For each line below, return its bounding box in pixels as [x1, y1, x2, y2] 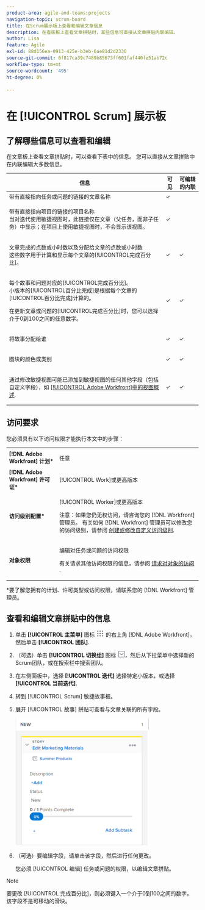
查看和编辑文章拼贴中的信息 [6, 614, 111, 624]
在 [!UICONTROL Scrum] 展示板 [6, 110, 167, 123]
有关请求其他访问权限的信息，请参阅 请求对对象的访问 [59, 560, 195, 567]
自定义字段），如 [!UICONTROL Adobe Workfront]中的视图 [9, 383, 154, 390]
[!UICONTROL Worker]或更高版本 [59, 498, 143, 506]
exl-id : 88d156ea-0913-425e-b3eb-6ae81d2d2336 [6, 49, 127, 55]
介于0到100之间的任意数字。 [9, 315, 82, 322]
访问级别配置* [9, 512, 45, 520]
